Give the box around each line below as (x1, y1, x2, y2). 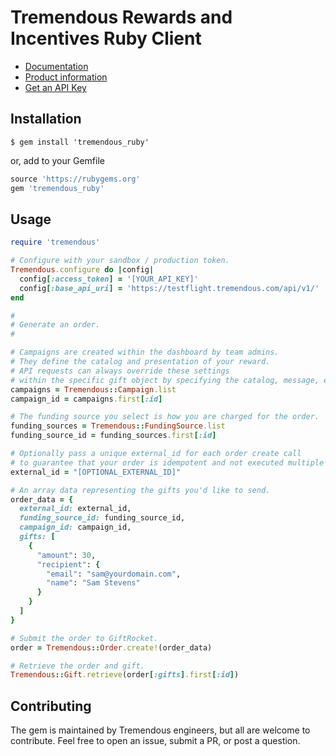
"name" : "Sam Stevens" (46, 578, 141, 588)
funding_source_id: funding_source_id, (19, 513, 186, 523)
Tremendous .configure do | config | (10, 265, 155, 275)
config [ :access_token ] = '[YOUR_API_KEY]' (19, 274, 199, 284)
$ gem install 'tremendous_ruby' (10, 137, 150, 147)
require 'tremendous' (10, 237, 101, 248)
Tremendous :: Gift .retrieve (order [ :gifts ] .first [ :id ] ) (10, 670, 240, 680)
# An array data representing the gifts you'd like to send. (10, 485, 271, 495)
